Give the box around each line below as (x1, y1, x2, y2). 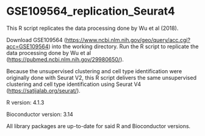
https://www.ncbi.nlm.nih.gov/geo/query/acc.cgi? (66, 36, 191, 43)
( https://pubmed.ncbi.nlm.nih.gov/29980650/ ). (6, 55, 124, 63)
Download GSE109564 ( (6, 36, 67, 43)
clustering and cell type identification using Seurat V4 (6, 81, 142, 88)
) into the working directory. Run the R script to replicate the (48, 43, 199, 50)
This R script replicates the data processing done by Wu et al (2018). (6, 24, 179, 32)
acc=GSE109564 (6, 43, 49, 50)
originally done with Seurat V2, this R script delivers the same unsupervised (6, 74, 197, 81)
